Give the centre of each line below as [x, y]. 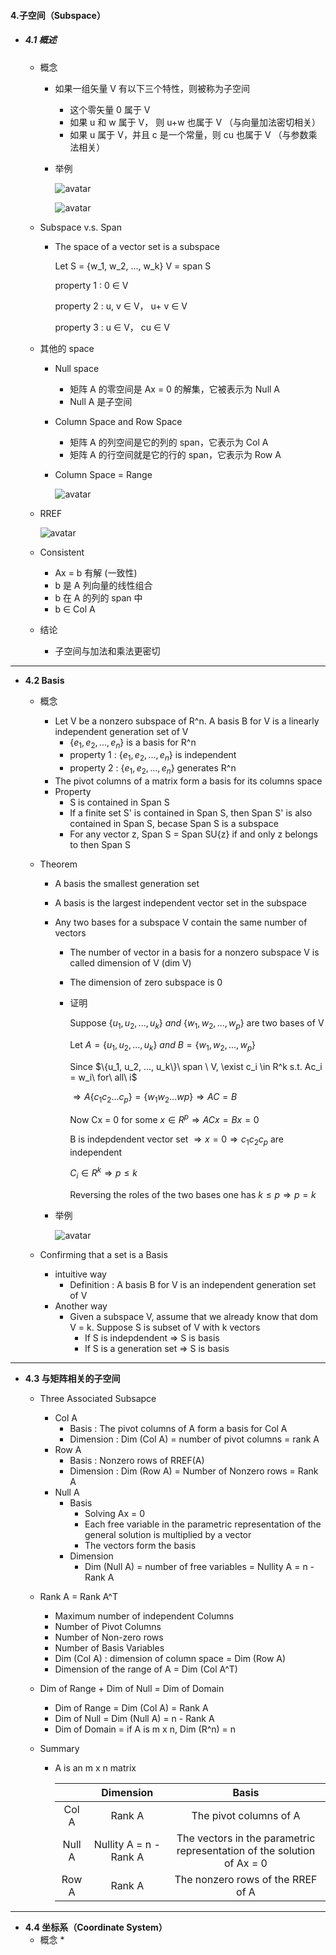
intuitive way [80, 1274]
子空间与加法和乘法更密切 [107, 651]
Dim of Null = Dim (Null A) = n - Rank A [134, 1719]
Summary [59, 1749]
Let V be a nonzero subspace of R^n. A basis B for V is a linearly [187, 721]
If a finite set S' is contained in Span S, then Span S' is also [191, 812]
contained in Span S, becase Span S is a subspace [174, 823]
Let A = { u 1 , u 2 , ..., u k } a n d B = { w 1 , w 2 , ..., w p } [163, 1045]
